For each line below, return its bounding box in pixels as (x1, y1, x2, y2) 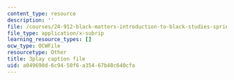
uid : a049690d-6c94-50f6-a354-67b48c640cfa (7, 62, 136, 69)
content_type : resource (7, 10, 77, 17)
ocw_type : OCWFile (7, 42, 61, 49)
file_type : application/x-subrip (7, 29, 104, 37)
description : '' (7, 17, 54, 24)
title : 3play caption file (7, 56, 86, 63)
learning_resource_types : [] (7, 36, 92, 43)
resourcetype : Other (7, 49, 68, 56)
